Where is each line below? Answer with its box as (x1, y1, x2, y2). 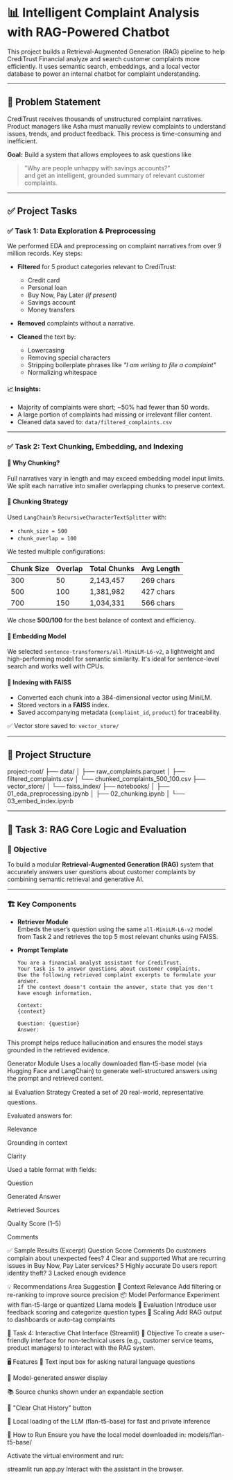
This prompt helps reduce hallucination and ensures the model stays (7, 1038, 203, 1047)
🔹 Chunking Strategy (7, 497, 69, 506)
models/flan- (187, 1431, 225, 1439)
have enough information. (17, 990, 92, 997)
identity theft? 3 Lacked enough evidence (7, 1269, 126, 1278)
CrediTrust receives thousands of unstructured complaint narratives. (7, 115, 203, 123)
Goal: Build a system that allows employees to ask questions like (7, 150, 192, 159)
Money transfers (27, 306, 75, 314)
